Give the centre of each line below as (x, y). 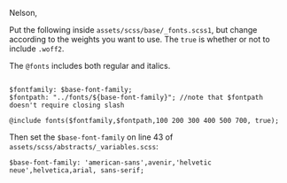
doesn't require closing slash (67, 105)
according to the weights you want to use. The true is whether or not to (140, 39)
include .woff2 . (37, 49)
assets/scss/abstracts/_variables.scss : (84, 146)
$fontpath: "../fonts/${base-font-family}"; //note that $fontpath (136, 97)
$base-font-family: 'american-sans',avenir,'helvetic (111, 163)
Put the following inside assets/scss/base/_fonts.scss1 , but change (133, 30)
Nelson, (23, 13)
